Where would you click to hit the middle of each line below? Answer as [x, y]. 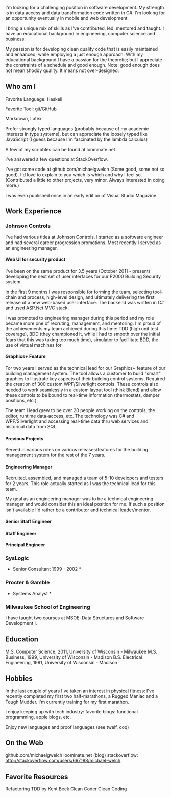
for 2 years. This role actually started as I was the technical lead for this [80, 484]
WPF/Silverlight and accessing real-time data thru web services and [77, 421]
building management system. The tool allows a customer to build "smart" [83, 373]
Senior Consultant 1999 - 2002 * [47, 569]
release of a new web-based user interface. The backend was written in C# [85, 302]
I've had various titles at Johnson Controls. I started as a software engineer [84, 237]
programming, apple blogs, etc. [38, 717]
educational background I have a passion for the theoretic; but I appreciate [84, 60]
